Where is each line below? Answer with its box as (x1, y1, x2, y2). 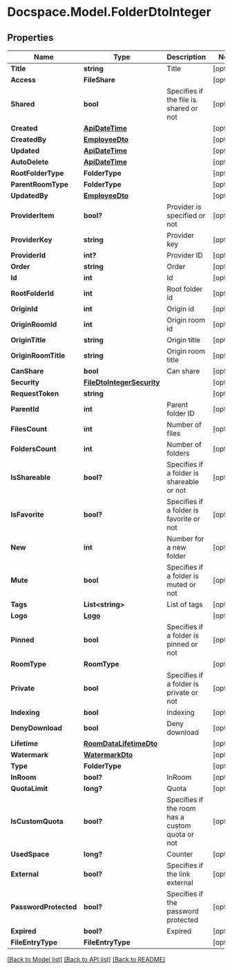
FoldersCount (10, 444, 57, 454)
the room (166, 803, 196, 813)
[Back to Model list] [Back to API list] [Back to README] (7, 955, 166, 963)
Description (166, 53, 206, 62)
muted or (166, 580, 197, 589)
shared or (166, 104, 198, 113)
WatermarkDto (84, 750, 133, 759)
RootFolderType (10, 169, 64, 178)
